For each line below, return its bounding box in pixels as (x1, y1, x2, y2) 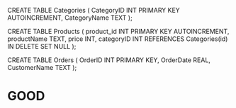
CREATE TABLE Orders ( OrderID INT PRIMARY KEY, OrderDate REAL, (7, 56, 211, 64)
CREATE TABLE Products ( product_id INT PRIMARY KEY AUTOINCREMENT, (7, 28, 230, 35)
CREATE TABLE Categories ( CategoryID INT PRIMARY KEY (7, 6, 181, 14)
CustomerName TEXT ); (7, 64, 77, 71)
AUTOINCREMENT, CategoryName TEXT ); (7, 13, 133, 22)
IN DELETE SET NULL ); (7, 42, 77, 50)
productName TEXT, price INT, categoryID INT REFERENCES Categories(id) (7, 35, 228, 43)
